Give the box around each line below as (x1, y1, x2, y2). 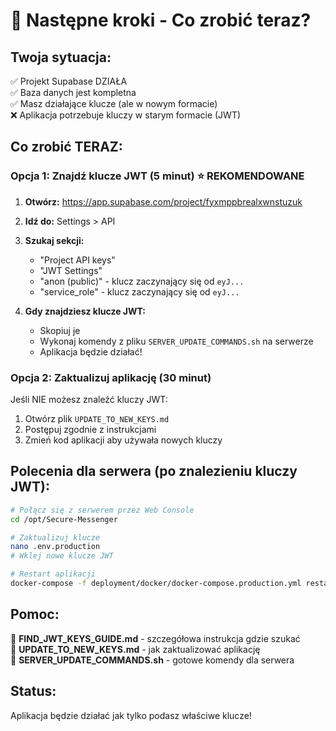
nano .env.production (10, 542, 101, 552)
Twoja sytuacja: (10, 49, 112, 66)
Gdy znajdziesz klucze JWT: (24, 305, 146, 317)
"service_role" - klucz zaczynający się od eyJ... (39, 285, 240, 298)
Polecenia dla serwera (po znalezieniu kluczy (10, 463, 298, 480)
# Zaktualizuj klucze (10, 532, 101, 543)
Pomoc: (10, 606, 60, 623)
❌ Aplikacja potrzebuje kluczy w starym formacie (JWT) (10, 109, 242, 121)
